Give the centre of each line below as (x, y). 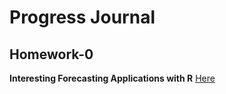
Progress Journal (82, 17)
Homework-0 (51, 54)
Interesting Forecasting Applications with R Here (112, 78)
